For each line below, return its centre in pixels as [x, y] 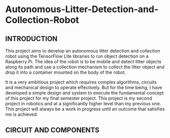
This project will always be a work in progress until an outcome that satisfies [85, 109]
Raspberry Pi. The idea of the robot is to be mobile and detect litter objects [83, 61]
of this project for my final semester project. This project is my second [79, 98]
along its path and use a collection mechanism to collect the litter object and [85, 67]
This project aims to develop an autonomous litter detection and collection [83, 51]
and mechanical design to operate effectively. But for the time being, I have [84, 87]
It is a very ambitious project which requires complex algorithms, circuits [81, 82]
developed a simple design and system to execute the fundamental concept [84, 93]
